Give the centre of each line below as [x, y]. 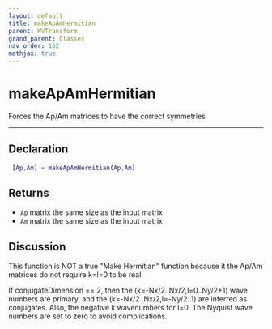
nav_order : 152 [34, 46]
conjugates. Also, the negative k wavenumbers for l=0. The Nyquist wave [130, 308]
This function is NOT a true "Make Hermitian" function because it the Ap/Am [136, 266]
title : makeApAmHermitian [52, 23]
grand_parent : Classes [47, 38]
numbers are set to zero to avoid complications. [88, 316]
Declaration [38, 150]
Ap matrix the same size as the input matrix [91, 212]
